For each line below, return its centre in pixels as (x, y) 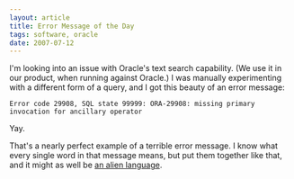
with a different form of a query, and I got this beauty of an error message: (147, 87)
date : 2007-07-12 (42, 43)
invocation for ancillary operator (76, 112)
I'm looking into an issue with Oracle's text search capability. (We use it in (146, 68)
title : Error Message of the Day (72, 26)
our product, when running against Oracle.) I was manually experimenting (146, 78)
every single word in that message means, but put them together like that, (146, 156)
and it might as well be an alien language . (86, 165)
